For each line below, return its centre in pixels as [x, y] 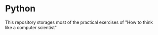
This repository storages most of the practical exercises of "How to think [79, 22]
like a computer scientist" [31, 27]
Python [20, 9]
